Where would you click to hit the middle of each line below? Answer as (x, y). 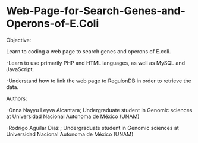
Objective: (19, 40)
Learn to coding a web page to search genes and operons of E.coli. (89, 51)
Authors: (17, 98)
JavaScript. (20, 69)
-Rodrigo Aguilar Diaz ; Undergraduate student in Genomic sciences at (93, 128)
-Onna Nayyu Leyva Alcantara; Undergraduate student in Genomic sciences (99, 110)
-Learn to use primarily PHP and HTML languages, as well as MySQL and (96, 63)
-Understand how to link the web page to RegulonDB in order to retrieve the (99, 81)
